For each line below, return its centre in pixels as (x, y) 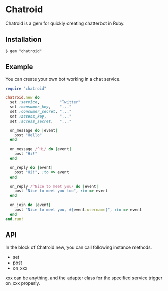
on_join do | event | (30, 205)
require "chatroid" (26, 88)
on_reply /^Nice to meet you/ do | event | (54, 186)
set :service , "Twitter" (45, 102)
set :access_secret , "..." (41, 121)
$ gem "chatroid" (24, 51)
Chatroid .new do (22, 98)
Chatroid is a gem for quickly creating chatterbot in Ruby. (65, 23)
